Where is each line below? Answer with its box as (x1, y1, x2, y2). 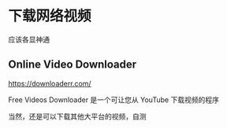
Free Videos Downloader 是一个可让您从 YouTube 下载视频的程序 (8, 95, 219, 104)
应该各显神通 (8, 35, 50, 44)
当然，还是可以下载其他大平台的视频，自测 (8, 112, 147, 121)
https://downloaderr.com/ (8, 79, 92, 88)
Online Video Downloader (8, 58, 137, 71)
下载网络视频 (8, 7, 92, 25)
